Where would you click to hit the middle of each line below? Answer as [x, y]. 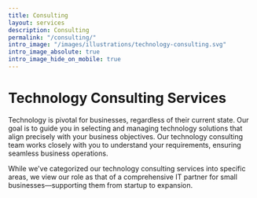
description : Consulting [49, 30]
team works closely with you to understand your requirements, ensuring [125, 145]
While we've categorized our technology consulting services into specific [127, 168]
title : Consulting [38, 15]
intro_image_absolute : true [54, 52]
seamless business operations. [58, 153]
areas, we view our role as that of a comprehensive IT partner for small [123, 177]
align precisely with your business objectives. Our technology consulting [126, 136]
